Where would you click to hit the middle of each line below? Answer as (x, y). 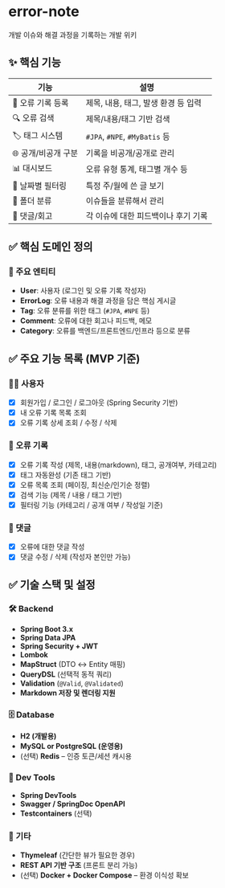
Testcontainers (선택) (56, 813)
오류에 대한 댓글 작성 (52, 547)
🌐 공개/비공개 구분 (45, 153)
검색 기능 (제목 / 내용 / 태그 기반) (71, 495)
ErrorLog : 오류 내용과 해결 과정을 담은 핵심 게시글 (98, 301)
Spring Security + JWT (59, 646)
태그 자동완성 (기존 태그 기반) (65, 475)
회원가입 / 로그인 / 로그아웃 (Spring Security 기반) (99, 403)
